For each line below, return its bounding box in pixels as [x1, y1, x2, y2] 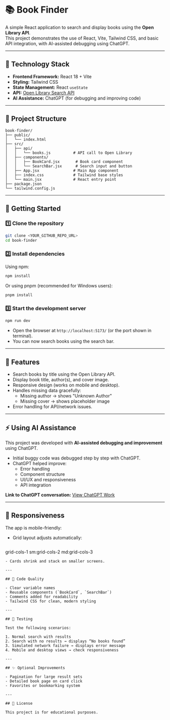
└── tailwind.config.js [5, 186, 56, 191]
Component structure [20, 471, 65, 477]
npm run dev [5, 318, 30, 323]
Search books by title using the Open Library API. [12, 371, 115, 377]
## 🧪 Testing [5, 616, 33, 621]
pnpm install [5, 292, 33, 298]
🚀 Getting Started [5, 204, 61, 213]
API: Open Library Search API [12, 89, 75, 95]
